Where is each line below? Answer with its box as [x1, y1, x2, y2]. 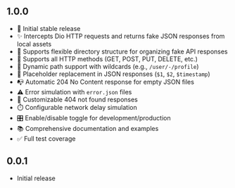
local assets [16, 39, 52, 48]
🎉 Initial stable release [16, 24, 81, 32]
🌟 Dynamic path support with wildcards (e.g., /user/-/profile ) [16, 62, 199, 70]
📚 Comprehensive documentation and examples [16, 124, 159, 132]
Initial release [16, 174, 56, 182]
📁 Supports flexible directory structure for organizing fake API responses [16, 47, 228, 56]
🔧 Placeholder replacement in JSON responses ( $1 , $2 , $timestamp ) [16, 70, 210, 78]
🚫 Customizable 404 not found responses [16, 95, 138, 104]
